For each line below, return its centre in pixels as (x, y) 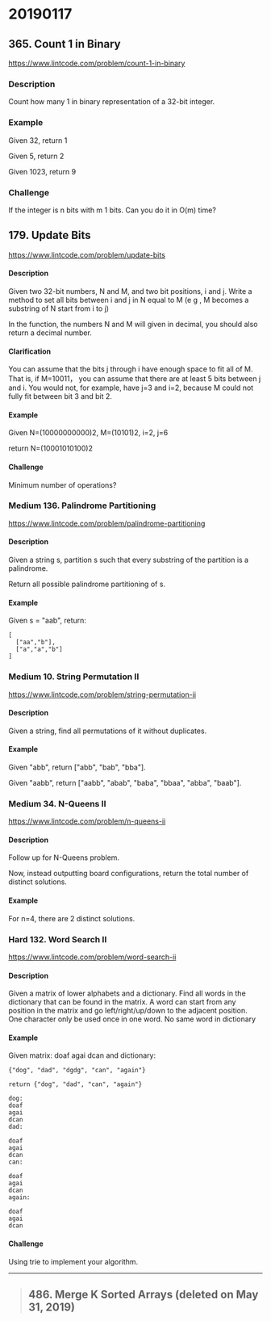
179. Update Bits (50, 235)
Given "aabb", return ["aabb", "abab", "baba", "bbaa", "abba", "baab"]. (125, 782)
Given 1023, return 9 (42, 171)
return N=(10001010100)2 (50, 448)
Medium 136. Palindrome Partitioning (82, 505)
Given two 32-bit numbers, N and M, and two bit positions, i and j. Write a (130, 291)
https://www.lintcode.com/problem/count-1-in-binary (97, 63)
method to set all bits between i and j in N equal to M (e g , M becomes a (129, 300)
